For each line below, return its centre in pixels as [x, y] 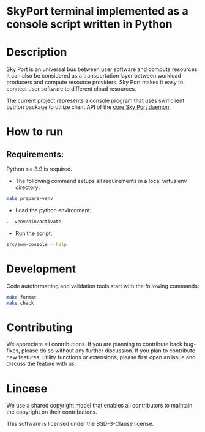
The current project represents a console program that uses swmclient [95, 101]
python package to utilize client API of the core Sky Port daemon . [89, 107]
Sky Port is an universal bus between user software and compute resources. [102, 69]
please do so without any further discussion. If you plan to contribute [108, 351]
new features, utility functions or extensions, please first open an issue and [101, 357]
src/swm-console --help [37, 244]
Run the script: [34, 233]
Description [37, 52]
